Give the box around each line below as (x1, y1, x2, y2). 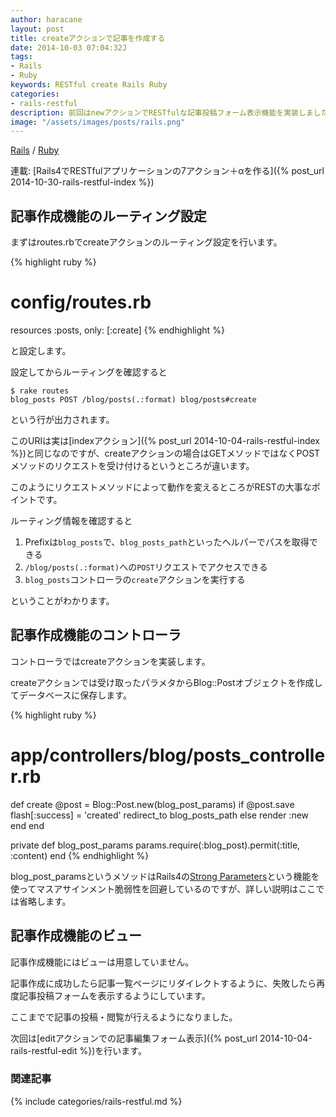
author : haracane (10, 14, 83, 25)
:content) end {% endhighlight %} (10, 849, 150, 861)
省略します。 (18, 895, 72, 907)
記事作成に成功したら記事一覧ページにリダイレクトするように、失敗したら (10, 977, 317, 989)
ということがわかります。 (10, 595, 115, 606)
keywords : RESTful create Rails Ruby (10, 80, 168, 90)
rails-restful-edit (10, 1044, 78, 1056)
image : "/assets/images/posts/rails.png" (10, 117, 186, 127)
